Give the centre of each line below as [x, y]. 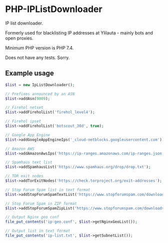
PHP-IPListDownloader [54, 9]
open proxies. [19, 38]
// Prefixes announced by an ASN [40, 94]
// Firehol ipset [23, 121]
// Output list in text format [38, 231]
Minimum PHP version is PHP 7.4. [39, 48]
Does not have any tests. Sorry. [37, 57]
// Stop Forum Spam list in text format [48, 190]
